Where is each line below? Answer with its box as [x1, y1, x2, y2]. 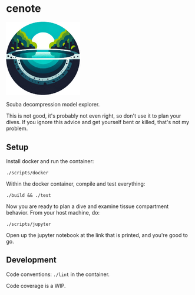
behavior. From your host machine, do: [6, 209, 100, 216]
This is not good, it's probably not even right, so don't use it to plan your [6, 112, 181, 119]
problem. [6, 125, 28, 132]
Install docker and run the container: [6, 158, 94, 165]
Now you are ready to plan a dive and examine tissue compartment [6, 203, 169, 210]
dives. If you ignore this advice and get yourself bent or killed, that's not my [6, 119, 190, 126]
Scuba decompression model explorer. [6, 101, 100, 108]
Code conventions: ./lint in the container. [6, 271, 110, 278]
